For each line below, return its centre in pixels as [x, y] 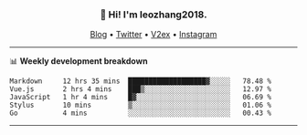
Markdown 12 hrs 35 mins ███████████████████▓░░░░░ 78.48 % [141, 81]
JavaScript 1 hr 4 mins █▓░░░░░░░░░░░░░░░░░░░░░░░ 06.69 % [141, 98]
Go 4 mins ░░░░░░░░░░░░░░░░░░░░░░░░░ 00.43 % [141, 113]
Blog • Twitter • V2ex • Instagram [153, 35]
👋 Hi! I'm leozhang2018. [153, 15]
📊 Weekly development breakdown [79, 61]
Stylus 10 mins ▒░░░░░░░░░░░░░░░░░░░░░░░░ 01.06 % [141, 105]
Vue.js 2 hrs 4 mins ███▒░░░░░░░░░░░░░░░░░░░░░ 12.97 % [141, 89]
